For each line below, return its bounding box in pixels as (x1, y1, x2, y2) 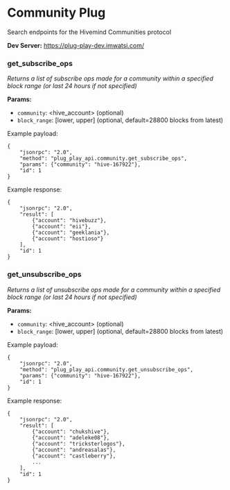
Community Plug (7, 5, 106, 21)
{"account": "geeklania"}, (32, 229, 110, 237)
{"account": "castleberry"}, (32, 453, 116, 459)
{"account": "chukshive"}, (32, 428, 110, 435)
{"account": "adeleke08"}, (32, 434, 110, 441)
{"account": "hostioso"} (32, 235, 104, 242)
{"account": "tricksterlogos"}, (32, 440, 126, 447)
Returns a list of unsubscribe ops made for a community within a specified (7, 285, 221, 294)
